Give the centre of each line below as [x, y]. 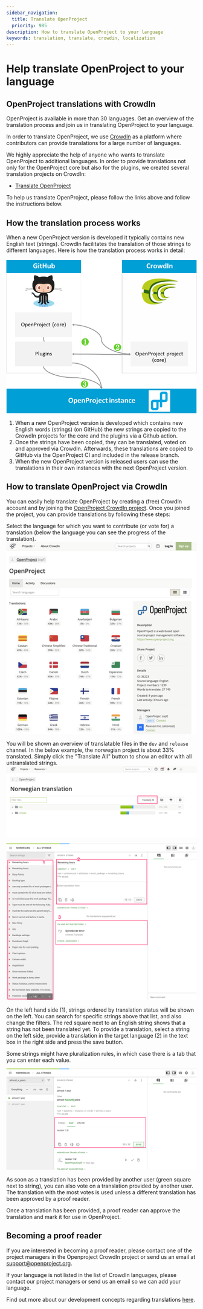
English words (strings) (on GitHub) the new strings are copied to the [101, 430]
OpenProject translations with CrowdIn [81, 104]
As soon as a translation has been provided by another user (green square [99, 1180]
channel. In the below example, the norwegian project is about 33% [90, 750]
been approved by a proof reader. [48, 1199]
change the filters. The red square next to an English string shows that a [96, 1023]
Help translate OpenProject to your [95, 69]
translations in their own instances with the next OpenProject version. [101, 468]
